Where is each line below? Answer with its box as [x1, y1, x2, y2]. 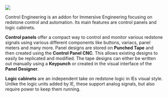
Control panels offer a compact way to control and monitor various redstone [5, 34, 163, 40]
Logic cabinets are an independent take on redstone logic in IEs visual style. [5, 76, 163, 82]
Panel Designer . [5, 66, 39, 72]
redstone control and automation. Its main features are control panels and [5, 19, 156, 25]
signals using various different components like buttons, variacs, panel [5, 40, 151, 45]
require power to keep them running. [5, 86, 81, 92]
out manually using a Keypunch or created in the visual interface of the [5, 61, 152, 67]
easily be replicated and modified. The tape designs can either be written [5, 55, 156, 61]
